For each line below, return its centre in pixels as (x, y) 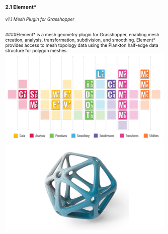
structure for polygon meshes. (36, 51)
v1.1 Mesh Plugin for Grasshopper (40, 19)
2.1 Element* (21, 7)
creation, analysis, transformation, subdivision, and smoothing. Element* (80, 40)
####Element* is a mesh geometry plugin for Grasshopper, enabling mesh (82, 35)
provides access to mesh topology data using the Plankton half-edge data (82, 45)
